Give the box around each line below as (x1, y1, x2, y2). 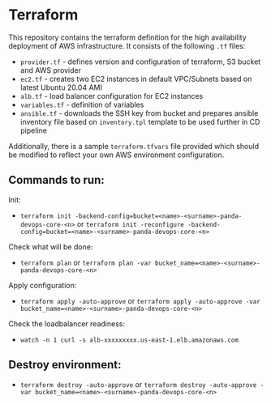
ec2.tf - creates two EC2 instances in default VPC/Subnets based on (19, 74, 252, 83)
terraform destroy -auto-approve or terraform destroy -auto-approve (19, 379, 257, 389)
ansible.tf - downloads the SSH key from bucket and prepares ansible (19, 108, 259, 118)
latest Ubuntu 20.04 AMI (19, 83, 103, 92)
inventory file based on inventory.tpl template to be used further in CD (19, 117, 260, 126)
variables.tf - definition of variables (19, 100, 144, 109)
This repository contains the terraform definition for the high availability (8, 32, 247, 42)
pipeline (19, 125, 47, 135)
